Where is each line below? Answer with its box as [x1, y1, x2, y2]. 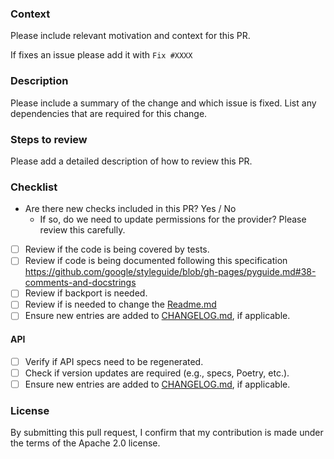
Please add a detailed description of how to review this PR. [10, 155, 253, 167]
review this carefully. [39, 224, 126, 236]
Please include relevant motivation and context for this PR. [10, 30, 251, 42]
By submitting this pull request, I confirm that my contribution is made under [10, 427, 324, 439]
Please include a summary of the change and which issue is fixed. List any [10, 97, 317, 109]
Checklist [10, 180, 58, 194]
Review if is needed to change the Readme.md [24, 298, 217, 311]
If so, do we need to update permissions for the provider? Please [39, 213, 307, 226]
